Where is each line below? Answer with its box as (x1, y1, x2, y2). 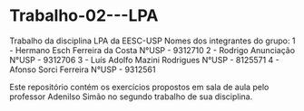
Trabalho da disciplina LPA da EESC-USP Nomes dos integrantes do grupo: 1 (9, 35, 296, 46)
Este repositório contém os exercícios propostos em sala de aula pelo (9, 81, 270, 92)
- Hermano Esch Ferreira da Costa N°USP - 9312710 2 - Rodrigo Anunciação (9, 44, 296, 55)
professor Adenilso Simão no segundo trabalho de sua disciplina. (9, 91, 253, 102)
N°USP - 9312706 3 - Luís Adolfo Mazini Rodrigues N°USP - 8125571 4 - (9, 54, 279, 65)
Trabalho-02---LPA (9, 5, 159, 26)
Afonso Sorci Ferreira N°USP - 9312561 (9, 64, 156, 75)
